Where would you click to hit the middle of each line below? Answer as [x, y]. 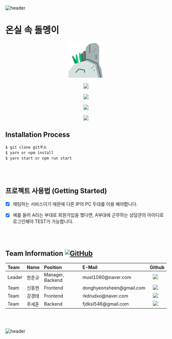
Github [157, 267]
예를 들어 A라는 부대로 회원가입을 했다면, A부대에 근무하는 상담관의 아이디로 [88, 215]
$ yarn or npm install [29, 153]
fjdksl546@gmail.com [106, 304]
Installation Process [38, 135]
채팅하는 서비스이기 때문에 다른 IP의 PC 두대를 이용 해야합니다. [75, 204]
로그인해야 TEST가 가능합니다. [43, 221]
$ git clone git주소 [26, 147]
